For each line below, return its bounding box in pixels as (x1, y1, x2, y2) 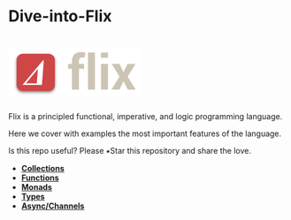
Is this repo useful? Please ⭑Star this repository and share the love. (8, 146, 252, 156)
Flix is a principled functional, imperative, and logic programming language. (8, 111, 283, 122)
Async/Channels (20, 201, 85, 211)
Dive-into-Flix (8, 6, 112, 27)
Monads (20, 182, 52, 193)
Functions (20, 172, 59, 183)
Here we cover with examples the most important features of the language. (8, 128, 282, 139)
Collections (20, 163, 65, 174)
